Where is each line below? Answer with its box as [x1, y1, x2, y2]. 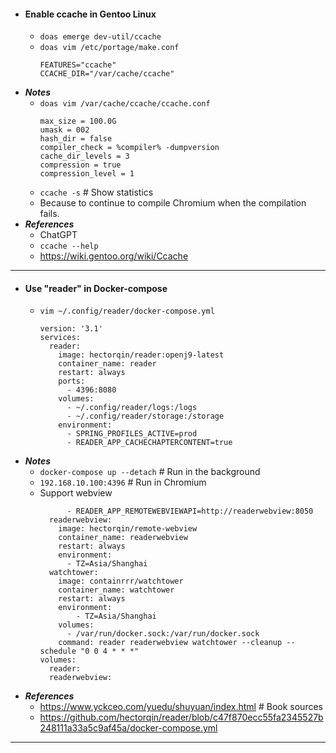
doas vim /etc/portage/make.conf [39, 43, 180, 53]
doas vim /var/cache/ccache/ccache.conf [39, 99, 211, 109]
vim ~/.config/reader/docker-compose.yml [39, 306, 215, 317]
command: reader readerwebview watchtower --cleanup [58, 638, 283, 648]
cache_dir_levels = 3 [39, 151, 130, 162]
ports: [58, 376, 86, 387]
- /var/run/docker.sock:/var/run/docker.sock [66, 629, 260, 639]
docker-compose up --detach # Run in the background [39, 466, 261, 478]
